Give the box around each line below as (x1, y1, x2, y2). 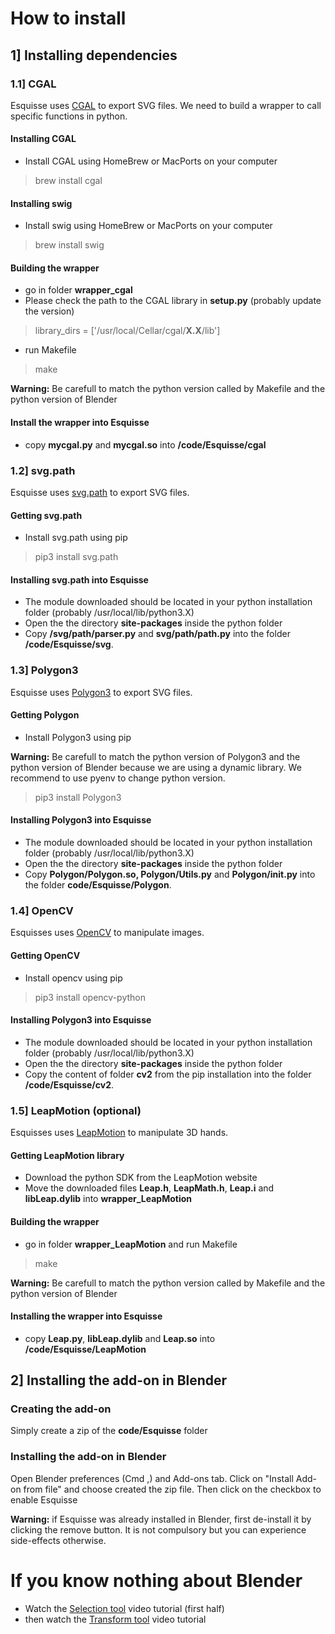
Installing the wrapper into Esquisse (10, 1310, 163, 1322)
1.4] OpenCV (10, 904, 74, 918)
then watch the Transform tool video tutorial (24, 1613, 207, 1625)
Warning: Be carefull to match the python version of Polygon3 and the (10, 750, 301, 762)
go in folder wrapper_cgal (24, 284, 133, 296)
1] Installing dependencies (10, 47, 178, 64)
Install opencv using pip (24, 972, 123, 984)
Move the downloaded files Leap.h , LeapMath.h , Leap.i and (24, 1182, 275, 1194)
